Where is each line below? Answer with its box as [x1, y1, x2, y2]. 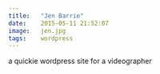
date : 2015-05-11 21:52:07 [8, 19, 110, 27]
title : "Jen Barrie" [8, 11, 84, 20]
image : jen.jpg [8, 27, 66, 35]
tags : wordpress [8, 34, 74, 43]
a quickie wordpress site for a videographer [8, 56, 152, 66]
